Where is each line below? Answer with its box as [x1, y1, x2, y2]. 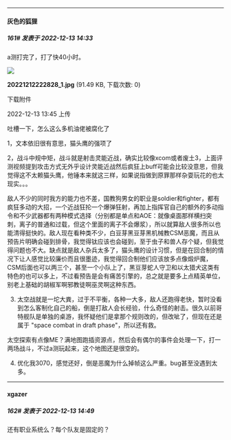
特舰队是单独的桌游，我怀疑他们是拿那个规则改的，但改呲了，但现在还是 [16, 312, 222, 321]
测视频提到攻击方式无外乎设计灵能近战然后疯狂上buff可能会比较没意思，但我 [7, 162, 223, 170]
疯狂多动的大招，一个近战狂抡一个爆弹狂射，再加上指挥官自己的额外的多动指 [7, 203, 224, 211]
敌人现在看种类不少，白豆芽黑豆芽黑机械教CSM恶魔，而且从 [49, 228, 220, 237]
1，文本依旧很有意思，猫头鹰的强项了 [7, 139, 112, 147]
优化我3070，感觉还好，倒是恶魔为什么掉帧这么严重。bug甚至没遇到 [16, 359, 212, 367]
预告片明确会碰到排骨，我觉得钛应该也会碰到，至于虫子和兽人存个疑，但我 [7, 237, 218, 246]
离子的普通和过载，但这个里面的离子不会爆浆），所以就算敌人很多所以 [19, 220, 215, 228]
